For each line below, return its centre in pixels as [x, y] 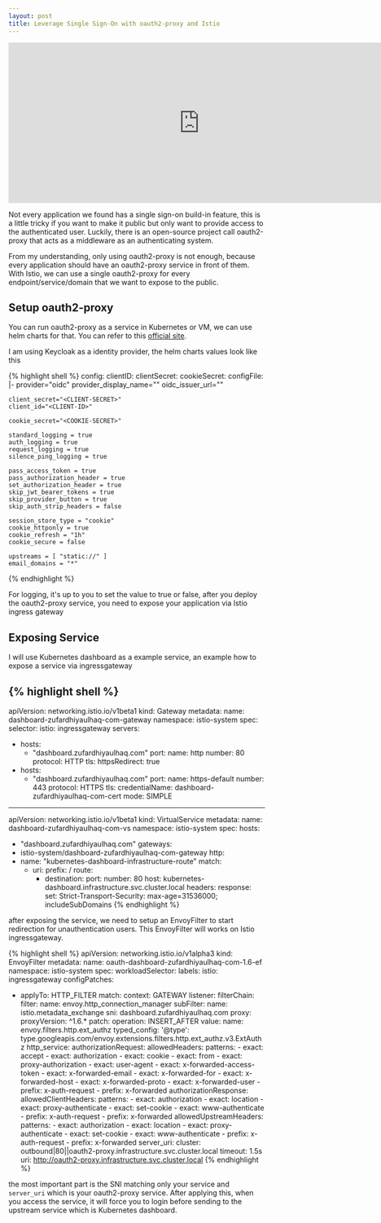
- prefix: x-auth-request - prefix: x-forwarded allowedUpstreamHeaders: [142, 1116]
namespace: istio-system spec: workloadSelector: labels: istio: [113, 970]
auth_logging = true [44, 442]
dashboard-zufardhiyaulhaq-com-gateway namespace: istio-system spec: [134, 719]
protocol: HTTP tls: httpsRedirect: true [96, 761]
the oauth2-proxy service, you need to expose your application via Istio [128, 603]
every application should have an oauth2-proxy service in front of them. [129, 265]
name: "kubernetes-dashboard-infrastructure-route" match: [121, 861]
